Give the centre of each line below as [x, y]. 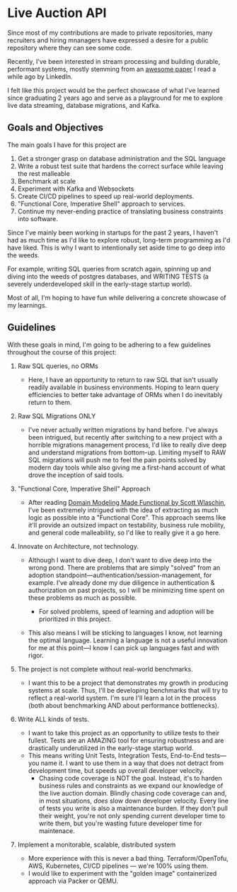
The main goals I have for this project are [67, 145]
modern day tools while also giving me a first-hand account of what [127, 467]
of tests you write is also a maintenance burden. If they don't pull [133, 808]
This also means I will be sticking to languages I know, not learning [125, 632]
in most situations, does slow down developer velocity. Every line [133, 801]
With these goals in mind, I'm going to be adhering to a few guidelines [109, 345]
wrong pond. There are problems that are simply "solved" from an [124, 567]
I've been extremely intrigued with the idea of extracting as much [123, 510]
